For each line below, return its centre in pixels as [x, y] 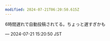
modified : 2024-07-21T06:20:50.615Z [42, 10]
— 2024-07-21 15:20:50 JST [34, 34]
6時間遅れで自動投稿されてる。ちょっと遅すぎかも [55, 24]
